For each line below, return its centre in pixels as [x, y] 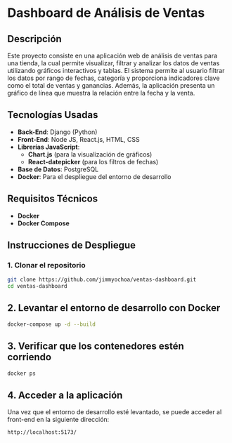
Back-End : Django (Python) [57, 132]
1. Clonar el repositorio [46, 265]
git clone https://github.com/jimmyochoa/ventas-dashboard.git [102, 280]
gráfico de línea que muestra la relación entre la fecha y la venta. [101, 93]
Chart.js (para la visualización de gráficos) [90, 154]
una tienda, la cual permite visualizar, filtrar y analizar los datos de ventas [114, 63]
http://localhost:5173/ [42, 432]
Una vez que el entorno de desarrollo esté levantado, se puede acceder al [115, 412]
